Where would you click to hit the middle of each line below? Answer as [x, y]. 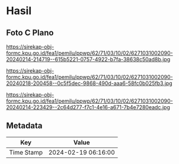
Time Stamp [26, 152]
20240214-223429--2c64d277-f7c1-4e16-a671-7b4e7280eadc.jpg [88, 107]
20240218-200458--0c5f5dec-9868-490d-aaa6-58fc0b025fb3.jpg [89, 83]
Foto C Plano [30, 33]
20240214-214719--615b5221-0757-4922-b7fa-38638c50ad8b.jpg [88, 59]
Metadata [24, 126]
